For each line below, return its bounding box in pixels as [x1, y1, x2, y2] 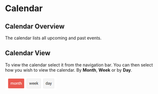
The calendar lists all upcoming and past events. [5, 35, 102, 41]
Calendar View [5, 49, 51, 57]
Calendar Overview [5, 22, 65, 31]
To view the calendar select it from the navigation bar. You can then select [5, 62, 153, 68]
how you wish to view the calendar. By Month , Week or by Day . [5, 67, 132, 73]
